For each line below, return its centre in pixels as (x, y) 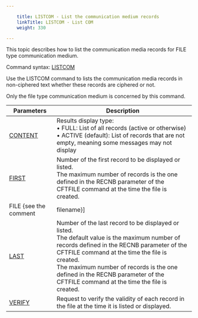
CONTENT (24, 135)
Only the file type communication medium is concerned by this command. (96, 96)
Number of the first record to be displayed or (118, 160)
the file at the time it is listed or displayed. (114, 306)
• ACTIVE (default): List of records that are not (121, 135)
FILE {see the (27, 206)
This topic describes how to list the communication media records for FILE (96, 49)
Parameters (30, 111)
